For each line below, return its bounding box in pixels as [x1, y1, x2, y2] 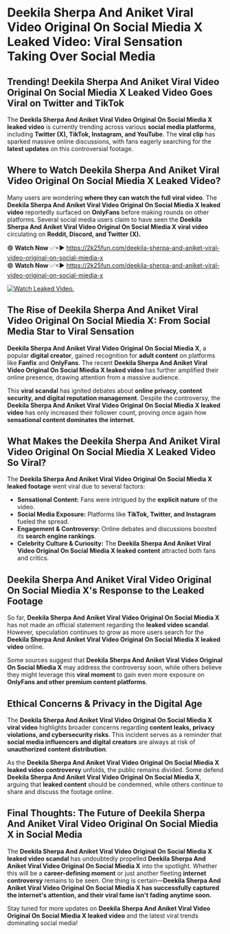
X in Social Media [7, 829, 82, 841]
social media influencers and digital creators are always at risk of [7, 738, 196, 746]
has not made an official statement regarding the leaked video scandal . [7, 621, 210, 629]
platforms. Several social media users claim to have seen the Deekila [7, 215, 203, 224]
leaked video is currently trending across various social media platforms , [7, 123, 216, 131]
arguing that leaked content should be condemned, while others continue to [7, 780, 223, 789]
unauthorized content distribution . [7, 745, 108, 754]
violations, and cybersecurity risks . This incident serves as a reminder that [7, 731, 222, 739]
